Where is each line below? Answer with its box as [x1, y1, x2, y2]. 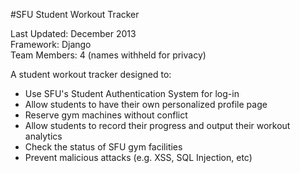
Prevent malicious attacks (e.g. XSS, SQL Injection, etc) [24, 152, 253, 163]
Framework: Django [10, 39, 92, 50]
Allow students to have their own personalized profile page [24, 99, 268, 110]
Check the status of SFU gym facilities [24, 141, 183, 153]
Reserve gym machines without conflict [24, 109, 188, 121]
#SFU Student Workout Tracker [10, 9, 140, 20]
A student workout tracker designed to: [10, 69, 172, 80]
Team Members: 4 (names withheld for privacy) [10, 49, 207, 61]
